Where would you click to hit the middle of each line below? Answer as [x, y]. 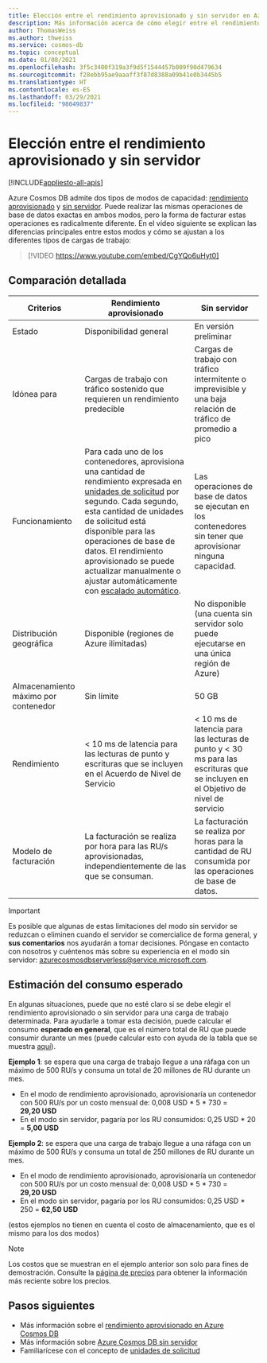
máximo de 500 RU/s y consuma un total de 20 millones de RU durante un [129, 1070]
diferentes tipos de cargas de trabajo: [70, 240]
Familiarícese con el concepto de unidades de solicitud [110, 1350]
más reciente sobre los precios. [60, 1280]
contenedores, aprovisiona [134, 461]
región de [212, 663]
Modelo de [33, 851]
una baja [210, 398]
